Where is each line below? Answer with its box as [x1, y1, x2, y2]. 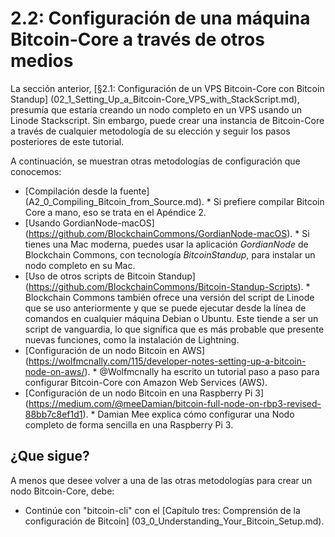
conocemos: [10, 165, 62, 177]
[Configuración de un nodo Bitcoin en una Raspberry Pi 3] [24, 387, 265, 399]
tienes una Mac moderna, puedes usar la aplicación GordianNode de [24, 238, 309, 250]
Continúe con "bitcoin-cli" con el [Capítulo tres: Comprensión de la [24, 504, 301, 516]
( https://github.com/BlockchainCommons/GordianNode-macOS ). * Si [24, 227, 310, 239]
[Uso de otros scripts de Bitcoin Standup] [24, 270, 196, 282]
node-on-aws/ [24, 365, 85, 377]
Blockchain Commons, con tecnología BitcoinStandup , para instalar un [24, 248, 316, 261]
